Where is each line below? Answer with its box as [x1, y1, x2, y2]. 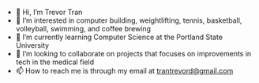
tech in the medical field [15, 57, 95, 67]
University [15, 41, 50, 50]
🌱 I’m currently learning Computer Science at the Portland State [15, 32, 223, 41]
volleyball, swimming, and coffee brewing [15, 24, 152, 33]
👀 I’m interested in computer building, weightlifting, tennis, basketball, [15, 16, 242, 25]
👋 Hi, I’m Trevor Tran [15, 8, 83, 16]
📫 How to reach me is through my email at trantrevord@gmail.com [15, 67, 234, 75]
